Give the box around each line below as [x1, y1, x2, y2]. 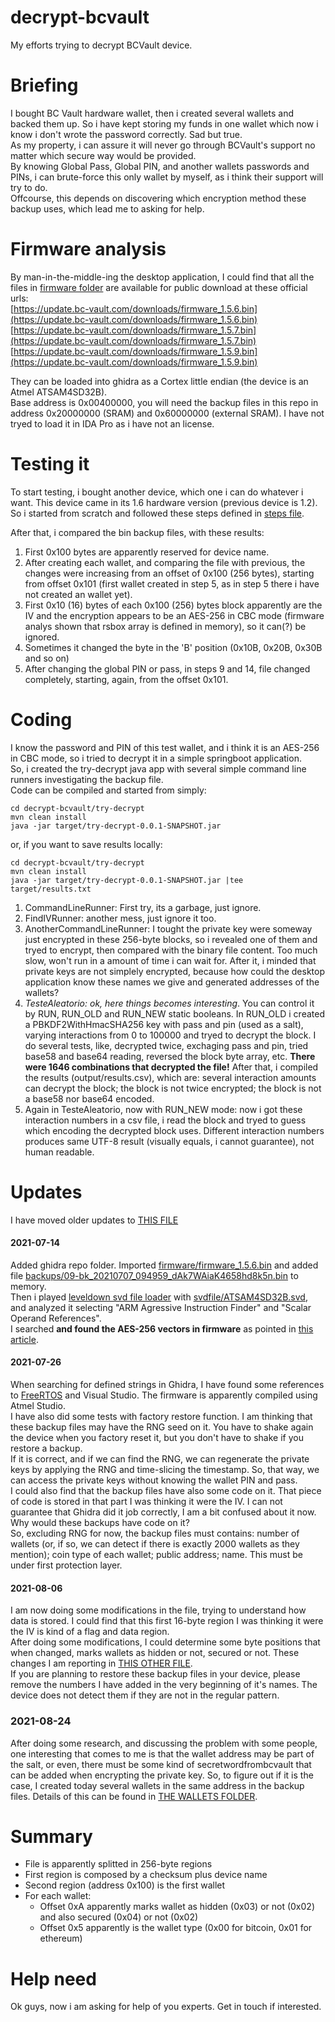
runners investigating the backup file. [10, 773, 164, 785]
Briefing [10, 74, 79, 97]
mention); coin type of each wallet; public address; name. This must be [10, 1549, 303, 1561]
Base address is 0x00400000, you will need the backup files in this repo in [10, 396, 319, 408]
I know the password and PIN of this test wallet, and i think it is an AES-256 [10, 741, 320, 753]
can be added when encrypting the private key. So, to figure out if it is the [10, 1769, 314, 1781]
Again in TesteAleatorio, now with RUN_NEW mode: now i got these [24, 1103, 303, 1115]
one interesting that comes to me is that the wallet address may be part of [10, 1747, 315, 1760]
